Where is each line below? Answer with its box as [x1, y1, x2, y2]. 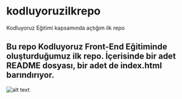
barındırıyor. [6, 70, 55, 80]
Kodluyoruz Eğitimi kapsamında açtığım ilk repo [6, 24, 125, 31]
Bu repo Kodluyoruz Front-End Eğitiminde [6, 42, 167, 52]
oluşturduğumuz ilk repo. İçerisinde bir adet [6, 51, 177, 62]
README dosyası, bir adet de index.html [6, 60, 163, 71]
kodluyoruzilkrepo [6, 4, 101, 18]
